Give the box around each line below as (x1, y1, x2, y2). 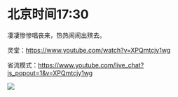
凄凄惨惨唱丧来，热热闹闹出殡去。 (7, 31, 106, 39)
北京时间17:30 (7, 6, 89, 22)
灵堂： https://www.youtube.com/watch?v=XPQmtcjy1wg (7, 46, 171, 54)
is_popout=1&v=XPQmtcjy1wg (7, 68, 93, 77)
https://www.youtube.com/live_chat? (38, 60, 144, 69)
